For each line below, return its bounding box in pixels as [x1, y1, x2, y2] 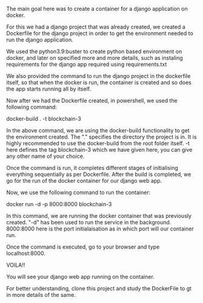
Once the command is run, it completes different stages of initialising [6, 165, 179, 171]
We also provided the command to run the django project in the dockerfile [6, 73, 191, 79]
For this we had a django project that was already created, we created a [6, 24, 186, 30]
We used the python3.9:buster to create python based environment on [6, 48, 182, 55]
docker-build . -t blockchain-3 [6, 115, 82, 122]
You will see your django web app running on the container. [6, 273, 155, 280]
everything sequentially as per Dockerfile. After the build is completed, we [6, 171, 191, 178]
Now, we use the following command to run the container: [6, 189, 151, 196]
